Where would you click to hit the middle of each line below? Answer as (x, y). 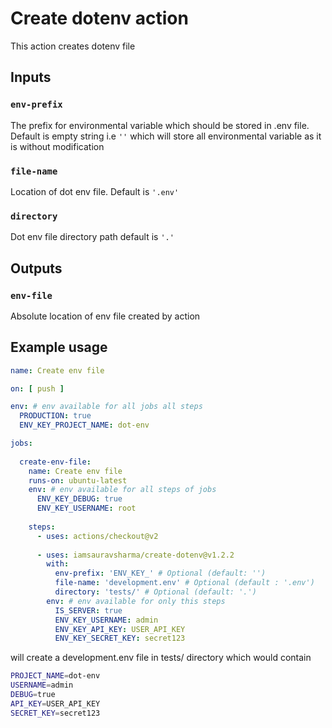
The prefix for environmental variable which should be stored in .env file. (160, 125)
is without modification (57, 146)
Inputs (31, 77)
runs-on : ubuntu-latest (78, 480)
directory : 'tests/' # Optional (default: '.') (155, 592)
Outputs (36, 268)
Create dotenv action (99, 18)
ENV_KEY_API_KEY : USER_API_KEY (120, 629)
